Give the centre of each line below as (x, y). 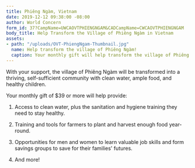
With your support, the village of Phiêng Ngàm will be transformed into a (93, 71)
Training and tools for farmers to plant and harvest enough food (91, 124)
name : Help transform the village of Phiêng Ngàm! (74, 50)
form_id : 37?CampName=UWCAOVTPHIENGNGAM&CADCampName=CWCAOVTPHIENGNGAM (95, 28)
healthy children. (26, 84)
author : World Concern (34, 22)
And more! (27, 159)
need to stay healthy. (40, 113)
